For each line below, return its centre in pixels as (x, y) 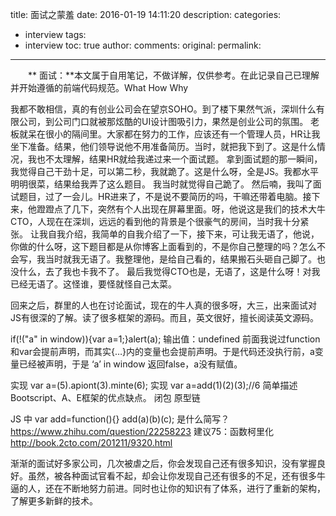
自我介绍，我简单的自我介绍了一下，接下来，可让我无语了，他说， (183, 234)
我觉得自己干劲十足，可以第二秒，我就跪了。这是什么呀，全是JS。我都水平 (164, 171)
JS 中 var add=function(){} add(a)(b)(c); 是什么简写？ (120, 419)
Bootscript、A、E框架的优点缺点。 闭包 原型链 (105, 397)
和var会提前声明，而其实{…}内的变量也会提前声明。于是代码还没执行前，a (162, 351)
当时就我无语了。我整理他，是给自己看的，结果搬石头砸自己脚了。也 (185, 259)
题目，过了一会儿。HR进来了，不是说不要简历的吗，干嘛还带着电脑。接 (165, 196)
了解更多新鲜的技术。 (54, 501)
